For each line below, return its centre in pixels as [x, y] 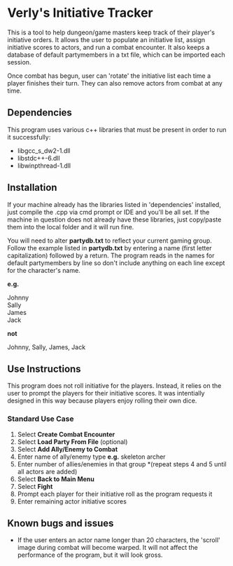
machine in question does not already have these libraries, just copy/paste [114, 220]
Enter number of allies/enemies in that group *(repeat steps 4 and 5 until [122, 464]
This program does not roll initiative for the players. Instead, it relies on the [114, 386]
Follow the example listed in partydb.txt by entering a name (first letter [110, 248]
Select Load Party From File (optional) [72, 442]
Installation [32, 188]
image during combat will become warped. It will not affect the [107, 548]
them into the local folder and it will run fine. [71, 227]
